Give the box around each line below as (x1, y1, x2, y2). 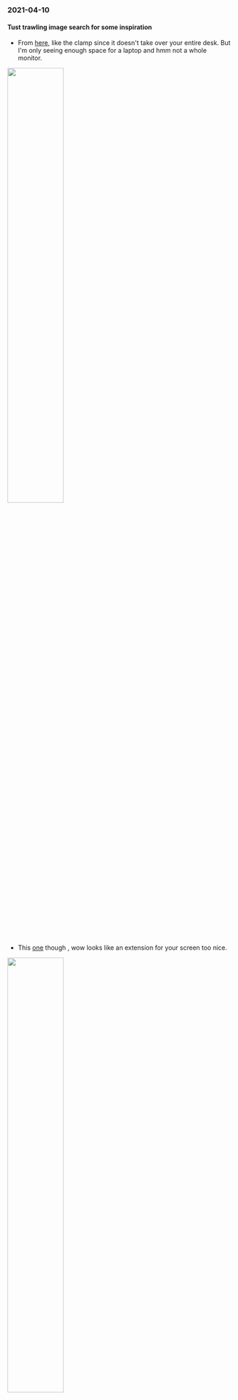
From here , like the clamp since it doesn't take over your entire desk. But (17, 39, 231, 47)
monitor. (17, 54, 43, 62)
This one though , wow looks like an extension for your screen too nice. (17, 943, 228, 952)
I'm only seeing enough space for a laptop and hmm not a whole (17, 46, 207, 55)
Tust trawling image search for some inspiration (7, 23, 152, 31)
